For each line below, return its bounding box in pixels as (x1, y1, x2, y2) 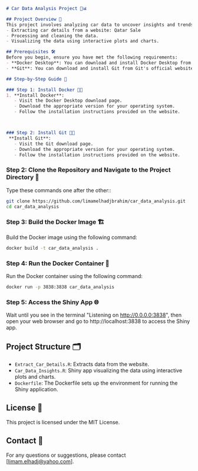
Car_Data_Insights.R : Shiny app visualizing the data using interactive (14, 367, 183, 374)
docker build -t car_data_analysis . (6, 245, 99, 251)
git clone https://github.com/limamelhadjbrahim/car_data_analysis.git (6, 198, 186, 204)
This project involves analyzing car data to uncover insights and (6, 21, 176, 28)
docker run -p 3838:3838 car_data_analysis (6, 284, 115, 290)
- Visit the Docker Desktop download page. (14, 98, 123, 104)
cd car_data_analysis (6, 204, 60, 209)
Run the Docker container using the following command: (6, 272, 143, 279)
